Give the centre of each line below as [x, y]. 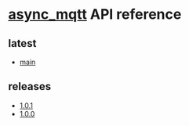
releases [30, 86]
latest [22, 43]
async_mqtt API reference [95, 14]
